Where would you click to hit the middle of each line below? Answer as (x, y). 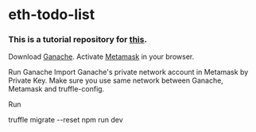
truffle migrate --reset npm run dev (66, 120)
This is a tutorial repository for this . (78, 40)
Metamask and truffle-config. (56, 89)
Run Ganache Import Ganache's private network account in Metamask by (128, 72)
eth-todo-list (52, 15)
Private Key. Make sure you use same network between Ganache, (116, 80)
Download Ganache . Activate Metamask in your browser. (101, 56)
